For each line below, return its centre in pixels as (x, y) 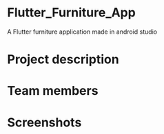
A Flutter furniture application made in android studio (82, 32)
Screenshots (44, 122)
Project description (63, 59)
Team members (53, 91)
